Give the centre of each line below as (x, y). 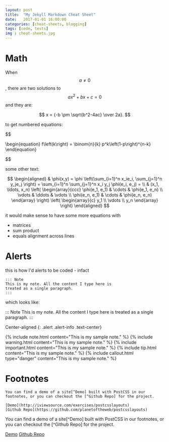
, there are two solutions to (33, 88)
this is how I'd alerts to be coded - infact (47, 270)
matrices (22, 225)
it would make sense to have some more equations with (63, 215)
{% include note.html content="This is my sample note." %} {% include (79, 337)
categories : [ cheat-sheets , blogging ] (46, 24)
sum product (26, 230)
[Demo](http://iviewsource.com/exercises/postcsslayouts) (67, 405)
